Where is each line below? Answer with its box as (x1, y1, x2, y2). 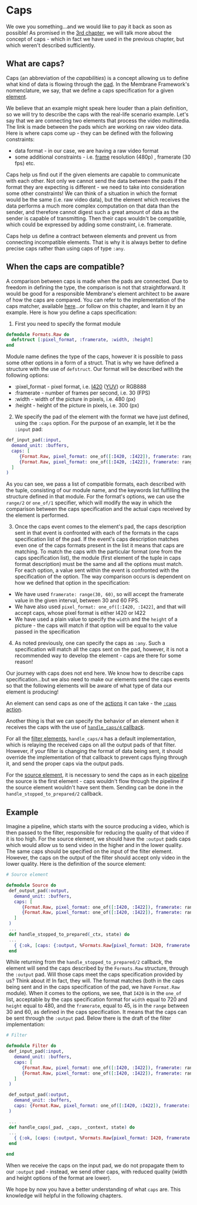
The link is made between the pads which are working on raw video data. (6, 123, 184, 130)
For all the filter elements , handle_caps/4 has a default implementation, (6, 735, 176, 742)
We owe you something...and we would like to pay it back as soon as (6, 23, 172, 30)
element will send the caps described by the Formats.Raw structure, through (6, 965, 189, 972)
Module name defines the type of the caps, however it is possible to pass (6, 353, 184, 360)
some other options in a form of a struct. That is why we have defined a (6, 359, 179, 366)
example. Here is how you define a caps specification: (6, 309, 137, 316)
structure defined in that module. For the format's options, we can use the (6, 493, 185, 500)
